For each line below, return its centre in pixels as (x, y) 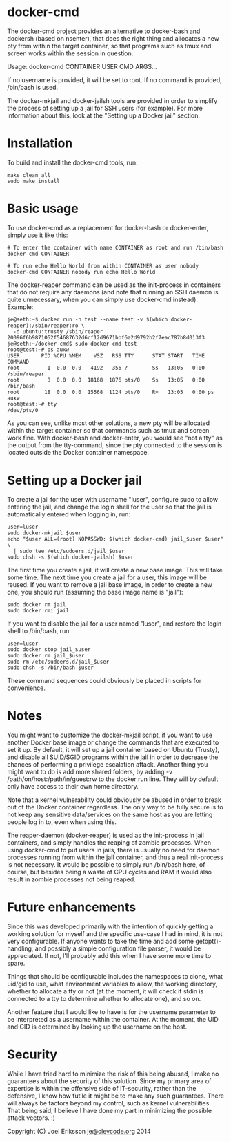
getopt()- (209, 941)
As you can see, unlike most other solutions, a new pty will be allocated (109, 423)
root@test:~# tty (32, 404)
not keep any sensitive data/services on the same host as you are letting (110, 814)
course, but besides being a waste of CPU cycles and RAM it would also (110, 872)
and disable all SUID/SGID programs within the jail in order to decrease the (113, 757)
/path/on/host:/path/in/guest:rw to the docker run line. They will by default (113, 779)
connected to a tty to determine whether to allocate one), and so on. (104, 998)
